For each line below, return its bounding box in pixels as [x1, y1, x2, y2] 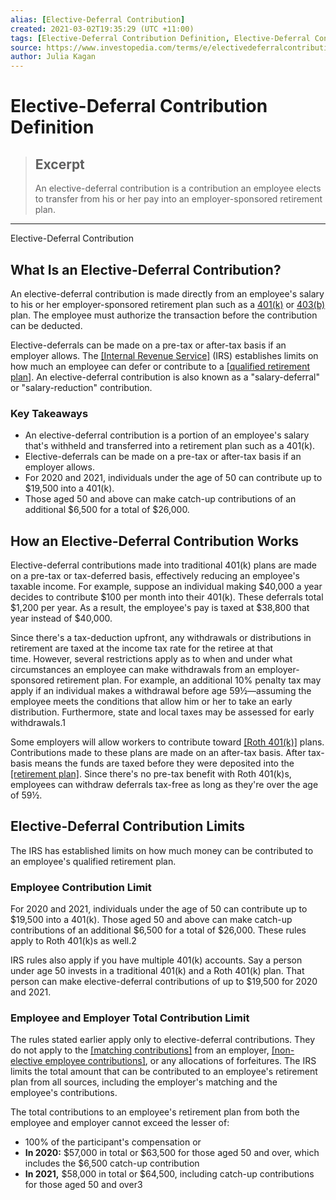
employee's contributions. [10, 1087, 118, 1099]
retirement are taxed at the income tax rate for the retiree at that [10, 642, 274, 655]
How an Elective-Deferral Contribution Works [10, 532, 300, 550]
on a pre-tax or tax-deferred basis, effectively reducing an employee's [10, 570, 300, 582]
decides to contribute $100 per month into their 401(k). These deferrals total [10, 591, 324, 603]
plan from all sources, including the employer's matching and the [10, 1076, 278, 1088]
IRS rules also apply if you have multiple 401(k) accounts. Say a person [10, 954, 303, 966]
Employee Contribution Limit [10, 880, 152, 894]
